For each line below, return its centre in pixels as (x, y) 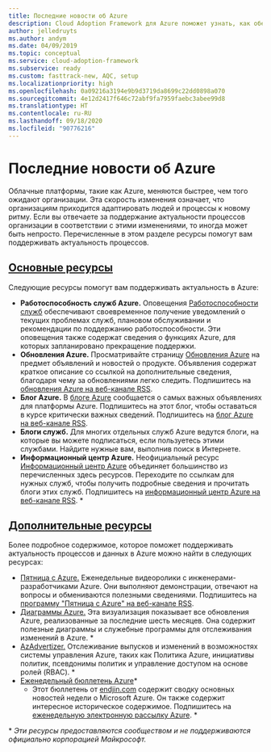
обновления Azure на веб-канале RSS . (86, 389)
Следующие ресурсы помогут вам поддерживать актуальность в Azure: (134, 287)
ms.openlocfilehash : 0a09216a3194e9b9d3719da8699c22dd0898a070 (117, 91)
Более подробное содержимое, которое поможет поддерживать (121, 545)
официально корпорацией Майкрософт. (77, 739)
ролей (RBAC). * (47, 672)
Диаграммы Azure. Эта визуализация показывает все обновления (134, 612)
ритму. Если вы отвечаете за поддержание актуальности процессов (127, 216)
